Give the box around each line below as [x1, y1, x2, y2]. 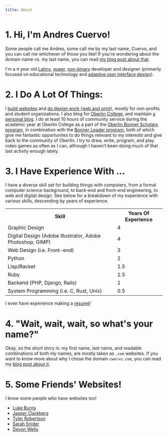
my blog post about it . [5, 361, 50, 367]
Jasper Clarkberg [12, 410, 48, 416]
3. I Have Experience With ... [5, 165, 125, 177]
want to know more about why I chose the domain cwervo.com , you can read [5, 356, 161, 362]
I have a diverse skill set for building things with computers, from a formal [5, 182, 156, 188]
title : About [5, 7, 32, 13]
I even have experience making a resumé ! [5, 300, 91, 306]
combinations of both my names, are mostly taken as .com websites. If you [5, 350, 158, 356]
